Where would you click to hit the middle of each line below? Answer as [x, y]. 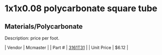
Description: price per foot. [32, 38]
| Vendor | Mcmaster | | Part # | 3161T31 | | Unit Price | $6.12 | [66, 47]
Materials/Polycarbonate [44, 27]
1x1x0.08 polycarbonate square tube [81, 9]
